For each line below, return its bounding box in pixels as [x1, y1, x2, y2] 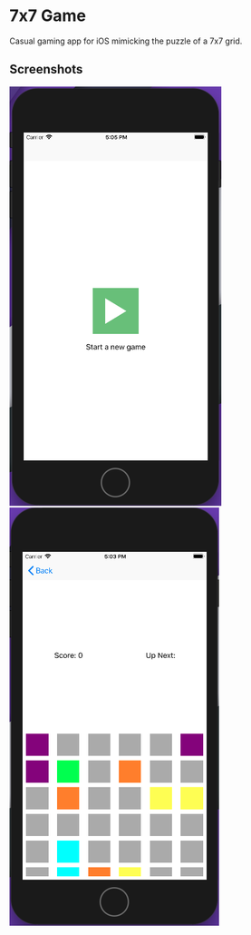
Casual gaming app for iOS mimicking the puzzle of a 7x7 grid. [9, 35, 243, 46]
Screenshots [9, 62, 83, 77]
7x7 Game [9, 5, 86, 26]
